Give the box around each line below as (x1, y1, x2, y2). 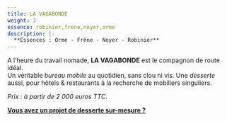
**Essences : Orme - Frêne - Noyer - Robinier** (13, 37, 160, 44)
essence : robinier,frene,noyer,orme (7, 23, 115, 30)
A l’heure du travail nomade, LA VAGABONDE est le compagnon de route (7, 56, 221, 64)
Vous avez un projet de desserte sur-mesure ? (7, 106, 146, 115)
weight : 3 (7, 17, 37, 24)
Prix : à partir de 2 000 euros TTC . (7, 93, 108, 101)
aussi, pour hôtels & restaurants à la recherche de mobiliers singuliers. (7, 79, 212, 87)
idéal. (7, 64, 23, 72)
